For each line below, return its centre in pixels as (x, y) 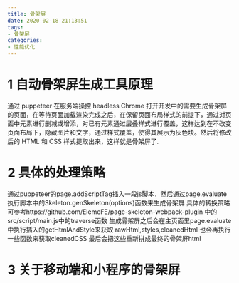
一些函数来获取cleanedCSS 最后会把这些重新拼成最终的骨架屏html (104, 238)
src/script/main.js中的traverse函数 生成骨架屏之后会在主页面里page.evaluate (119, 220)
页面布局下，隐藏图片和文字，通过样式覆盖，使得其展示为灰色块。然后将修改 (119, 132)
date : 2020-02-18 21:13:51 (47, 21)
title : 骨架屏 (27, 14)
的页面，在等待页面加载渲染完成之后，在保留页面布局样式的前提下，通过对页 (119, 114)
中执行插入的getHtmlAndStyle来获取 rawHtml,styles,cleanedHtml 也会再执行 (119, 230)
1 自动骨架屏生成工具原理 (80, 84)
